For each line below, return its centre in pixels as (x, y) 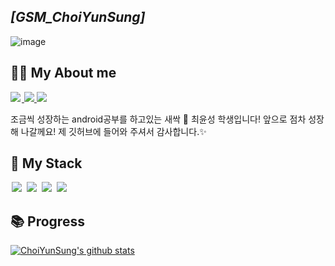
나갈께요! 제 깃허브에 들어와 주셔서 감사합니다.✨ (113, 131)
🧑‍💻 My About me (63, 73)
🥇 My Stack (46, 163)
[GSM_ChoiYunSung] (78, 17)
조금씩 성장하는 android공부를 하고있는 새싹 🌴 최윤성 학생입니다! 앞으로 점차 (158, 119)
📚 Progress (47, 221)
